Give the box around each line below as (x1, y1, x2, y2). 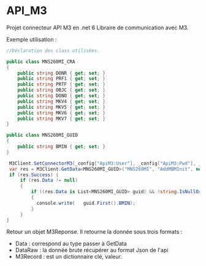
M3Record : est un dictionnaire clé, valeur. (15, 253, 123, 260)
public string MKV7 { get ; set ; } (17, 116, 105, 122)
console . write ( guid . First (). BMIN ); (36, 200, 136, 206)
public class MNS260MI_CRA (6, 59, 75, 65)
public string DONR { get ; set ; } (17, 70, 105, 76)
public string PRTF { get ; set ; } (17, 81, 105, 87)
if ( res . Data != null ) (20, 177, 78, 183)
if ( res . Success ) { (9, 172, 59, 178)
